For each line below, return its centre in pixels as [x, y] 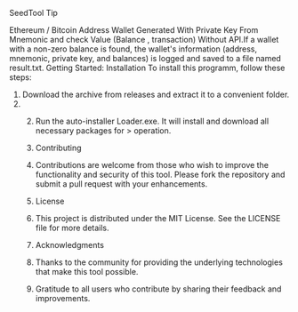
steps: [20, 77]
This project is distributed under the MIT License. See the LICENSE [158, 218]
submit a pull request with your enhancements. [121, 184]
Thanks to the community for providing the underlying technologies [159, 262]
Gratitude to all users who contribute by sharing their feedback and [158, 289]
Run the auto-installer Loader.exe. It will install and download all [152, 121]
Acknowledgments [70, 245]
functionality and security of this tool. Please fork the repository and [160, 174]
